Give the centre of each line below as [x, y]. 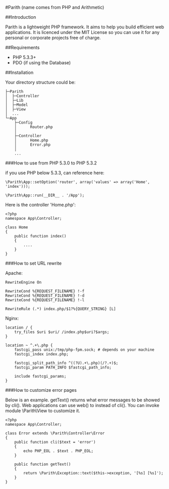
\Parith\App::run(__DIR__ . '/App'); [45, 195]
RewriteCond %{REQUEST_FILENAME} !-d [45, 296]
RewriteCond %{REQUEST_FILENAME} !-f [45, 291]
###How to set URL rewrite [34, 263]
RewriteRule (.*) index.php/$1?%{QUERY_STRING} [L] [61, 309]
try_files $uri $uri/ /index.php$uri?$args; [62, 332]
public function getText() [43, 464]
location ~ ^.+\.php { [29, 345]
